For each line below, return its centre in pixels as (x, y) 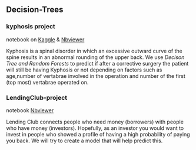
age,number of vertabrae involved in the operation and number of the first (96, 76)
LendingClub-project (37, 97)
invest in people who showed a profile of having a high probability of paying (98, 134)
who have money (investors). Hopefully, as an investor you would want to (95, 128)
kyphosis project (31, 27)
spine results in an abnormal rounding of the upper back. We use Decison (95, 57)
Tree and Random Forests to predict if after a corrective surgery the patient (97, 63)
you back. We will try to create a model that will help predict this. (84, 141)
